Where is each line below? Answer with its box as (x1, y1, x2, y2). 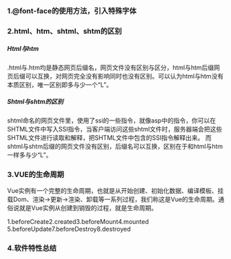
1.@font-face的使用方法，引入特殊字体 (7, 6, 137, 15)
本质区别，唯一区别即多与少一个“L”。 (7, 81, 112, 89)
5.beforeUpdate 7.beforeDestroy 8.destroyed (7, 225, 131, 234)
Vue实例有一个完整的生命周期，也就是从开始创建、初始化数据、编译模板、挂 (7, 187, 224, 195)
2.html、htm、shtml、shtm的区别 (7, 26, 122, 36)
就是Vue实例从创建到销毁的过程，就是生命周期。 (19, 204, 158, 212)
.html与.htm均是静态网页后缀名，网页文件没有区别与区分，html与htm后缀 (7, 63, 214, 72)
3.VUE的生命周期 (7, 169, 64, 179)
